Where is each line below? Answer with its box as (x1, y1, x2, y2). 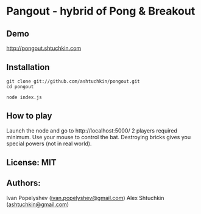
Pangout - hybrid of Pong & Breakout (6, 4, 196, 18)
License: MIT (6, 157, 57, 168)
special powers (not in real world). (6, 140, 92, 147)
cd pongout (6, 83, 34, 89)
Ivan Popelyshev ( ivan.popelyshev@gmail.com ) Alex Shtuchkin (6, 194, 164, 201)
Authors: (6, 178, 41, 188)
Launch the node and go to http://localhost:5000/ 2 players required (6, 126, 178, 134)
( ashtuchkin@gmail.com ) (6, 201, 69, 208)
